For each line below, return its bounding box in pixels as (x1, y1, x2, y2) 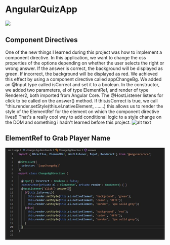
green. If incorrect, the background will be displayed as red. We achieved (5, 71, 158, 77)
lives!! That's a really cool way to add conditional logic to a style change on (5, 114, 162, 120)
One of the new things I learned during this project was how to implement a (5, 49, 162, 55)
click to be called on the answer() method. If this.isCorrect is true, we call (5, 97, 158, 103)
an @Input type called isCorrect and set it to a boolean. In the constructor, (5, 81, 160, 87)
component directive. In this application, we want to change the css (5, 54, 146, 60)
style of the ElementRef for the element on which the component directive (5, 108, 159, 115)
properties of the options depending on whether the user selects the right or (5, 60, 164, 66)
